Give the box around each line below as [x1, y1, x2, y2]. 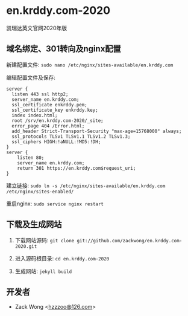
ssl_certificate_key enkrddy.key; [11, 107, 98, 113]
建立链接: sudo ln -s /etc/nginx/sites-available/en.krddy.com [6, 182, 166, 189]
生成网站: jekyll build [14, 267, 72, 275]
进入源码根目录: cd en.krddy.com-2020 [14, 254, 110, 262]
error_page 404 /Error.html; [11, 123, 85, 129]
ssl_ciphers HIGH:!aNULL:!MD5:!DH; [11, 138, 101, 145]
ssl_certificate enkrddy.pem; [11, 102, 87, 108]
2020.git [14, 243, 37, 250]
